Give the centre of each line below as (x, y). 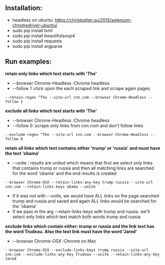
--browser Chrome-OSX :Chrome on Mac (54, 241)
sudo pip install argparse (37, 46)
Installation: (24, 8)
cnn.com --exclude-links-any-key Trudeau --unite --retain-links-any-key (82, 254)
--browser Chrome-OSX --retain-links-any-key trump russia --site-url (79, 182)
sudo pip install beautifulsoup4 (44, 35)
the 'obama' (24, 206)
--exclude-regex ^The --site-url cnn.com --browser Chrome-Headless (77, 134)
